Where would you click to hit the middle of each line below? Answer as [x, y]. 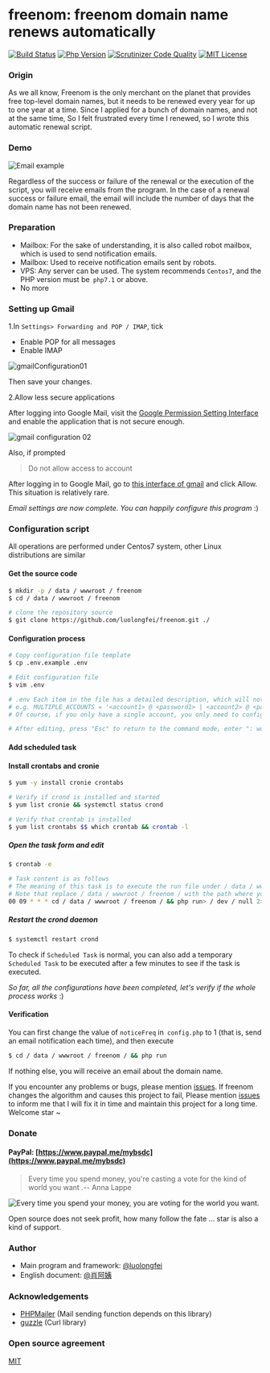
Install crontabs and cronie [54, 765]
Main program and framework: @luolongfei [91, 1266]
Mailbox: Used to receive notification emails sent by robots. [118, 262]
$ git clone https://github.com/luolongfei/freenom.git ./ [109, 620]
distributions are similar [47, 555]
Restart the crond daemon [53, 919]
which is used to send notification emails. [88, 253]
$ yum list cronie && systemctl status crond [86, 805]
